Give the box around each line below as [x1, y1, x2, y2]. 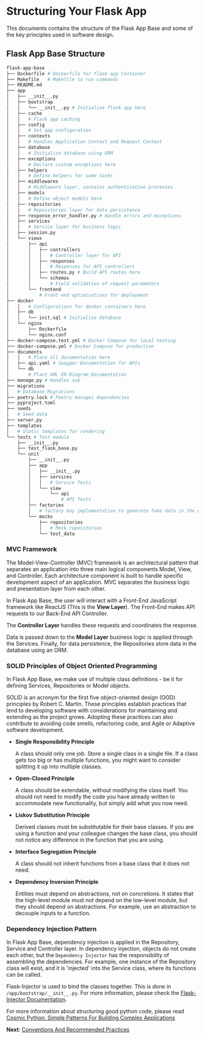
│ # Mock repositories [38, 525, 103, 531]
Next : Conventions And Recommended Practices [6, 1026, 130, 1034]
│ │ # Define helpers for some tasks [6, 173, 113, 179]
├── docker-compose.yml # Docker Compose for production [6, 343, 154, 349]
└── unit [17, 451, 40, 458]
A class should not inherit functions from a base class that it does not [15, 859, 190, 867]
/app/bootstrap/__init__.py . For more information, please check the [6, 990, 179, 997]
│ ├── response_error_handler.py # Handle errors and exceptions [6, 213, 182, 219]
